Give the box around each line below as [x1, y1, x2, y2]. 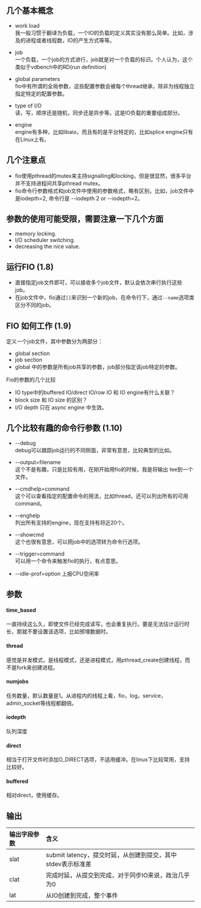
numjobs [6, 678, 29, 685]
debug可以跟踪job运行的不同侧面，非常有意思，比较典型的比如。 [14, 446, 175, 453]
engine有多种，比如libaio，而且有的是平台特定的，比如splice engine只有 [14, 128, 193, 135]
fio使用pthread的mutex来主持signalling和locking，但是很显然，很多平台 [14, 172, 191, 179]
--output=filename [14, 458, 61, 465]
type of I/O [14, 101, 42, 109]
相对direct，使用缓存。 [6, 791, 63, 799]
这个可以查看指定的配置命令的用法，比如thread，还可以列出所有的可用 [14, 492, 188, 500]
